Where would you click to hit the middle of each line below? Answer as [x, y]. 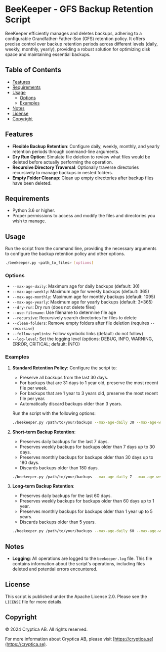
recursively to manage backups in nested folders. [63, 172]
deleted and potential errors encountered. [55, 569]
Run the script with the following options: [54, 413]
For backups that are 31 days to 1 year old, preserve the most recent [89, 383]
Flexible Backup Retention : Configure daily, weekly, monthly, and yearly [86, 146]
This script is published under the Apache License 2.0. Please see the [76, 596]
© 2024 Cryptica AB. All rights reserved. [46, 629]
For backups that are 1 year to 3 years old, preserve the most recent [89, 393]
